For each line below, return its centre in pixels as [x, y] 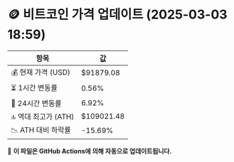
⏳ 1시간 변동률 [34, 87]
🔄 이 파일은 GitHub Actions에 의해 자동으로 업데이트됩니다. [90, 151]
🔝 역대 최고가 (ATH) [43, 117]
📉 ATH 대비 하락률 [41, 130]
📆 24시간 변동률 [36, 103]
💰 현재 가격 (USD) [41, 72]
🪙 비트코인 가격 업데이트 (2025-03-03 [117, 15]
